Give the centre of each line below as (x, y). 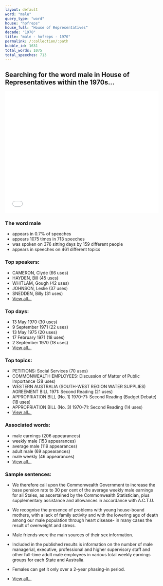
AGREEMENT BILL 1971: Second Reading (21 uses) (62, 392)
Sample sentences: (28, 474)
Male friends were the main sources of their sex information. (72, 535)
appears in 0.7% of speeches (42, 234)
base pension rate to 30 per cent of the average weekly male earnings (82, 490)
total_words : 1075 (24, 50)
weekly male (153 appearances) (44, 441)
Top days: (17, 311)
